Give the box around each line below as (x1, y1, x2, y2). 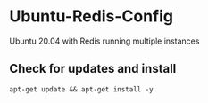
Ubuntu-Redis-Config (9, 6, 174, 27)
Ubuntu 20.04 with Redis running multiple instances (9, 36, 200, 46)
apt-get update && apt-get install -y (9, 84, 154, 94)
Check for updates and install (9, 61, 177, 76)
